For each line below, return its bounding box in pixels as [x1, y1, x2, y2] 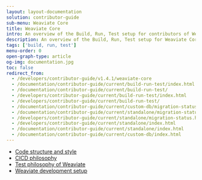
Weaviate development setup [14, 167, 88, 174]
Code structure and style [14, 148, 77, 155]
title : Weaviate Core [6, 25, 61, 32]
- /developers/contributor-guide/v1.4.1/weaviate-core [11, 76, 152, 82]
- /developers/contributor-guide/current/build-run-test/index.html [11, 92, 187, 98]
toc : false [6, 64, 34, 71]
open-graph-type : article [6, 53, 71, 59]
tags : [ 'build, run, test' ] [6, 43, 77, 49]
